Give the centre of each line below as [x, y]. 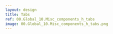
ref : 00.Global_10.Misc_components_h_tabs [50, 19]
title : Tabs [17, 14]
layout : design [21, 10]
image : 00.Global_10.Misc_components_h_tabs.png [57, 24]
